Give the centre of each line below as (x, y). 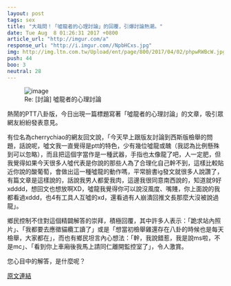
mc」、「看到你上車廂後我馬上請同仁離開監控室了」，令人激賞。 (100, 246)
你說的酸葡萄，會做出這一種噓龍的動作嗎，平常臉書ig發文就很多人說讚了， (118, 171)
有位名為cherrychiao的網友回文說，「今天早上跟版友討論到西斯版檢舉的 (107, 137)
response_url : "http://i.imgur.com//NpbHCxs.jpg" (80, 45)
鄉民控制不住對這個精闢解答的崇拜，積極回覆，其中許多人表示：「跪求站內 (111, 221)
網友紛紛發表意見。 (34, 122)
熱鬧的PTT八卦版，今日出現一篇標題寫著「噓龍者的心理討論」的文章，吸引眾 (115, 114)
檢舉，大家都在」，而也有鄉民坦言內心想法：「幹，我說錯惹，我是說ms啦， (111, 238)
